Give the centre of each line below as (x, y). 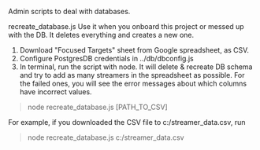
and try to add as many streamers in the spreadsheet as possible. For (132, 75)
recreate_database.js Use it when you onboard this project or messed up (126, 26)
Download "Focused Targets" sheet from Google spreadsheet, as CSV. (134, 50)
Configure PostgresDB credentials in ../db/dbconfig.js (107, 59)
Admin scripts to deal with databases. (69, 11)
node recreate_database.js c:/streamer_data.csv (106, 137)
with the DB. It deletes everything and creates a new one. (101, 35)
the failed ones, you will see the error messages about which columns (133, 83)
